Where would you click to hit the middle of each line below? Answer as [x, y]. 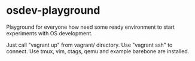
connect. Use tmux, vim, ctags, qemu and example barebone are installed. [98, 51]
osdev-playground [53, 10]
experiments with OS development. [49, 33]
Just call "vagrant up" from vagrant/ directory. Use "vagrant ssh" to [89, 45]
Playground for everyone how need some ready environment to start [91, 27]
